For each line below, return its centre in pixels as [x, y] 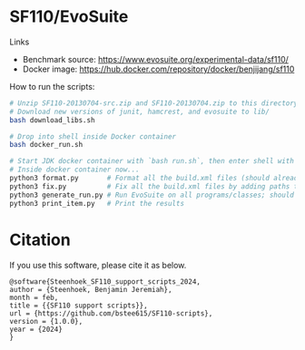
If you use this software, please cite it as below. [98, 265]
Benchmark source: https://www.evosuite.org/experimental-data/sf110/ [155, 59]
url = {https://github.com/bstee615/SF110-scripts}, [111, 313]
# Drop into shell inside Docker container [93, 136]
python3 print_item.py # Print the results [97, 203]
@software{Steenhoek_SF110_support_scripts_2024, [105, 282]
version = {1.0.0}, [46, 321]
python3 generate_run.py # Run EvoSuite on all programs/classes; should [152, 195]
